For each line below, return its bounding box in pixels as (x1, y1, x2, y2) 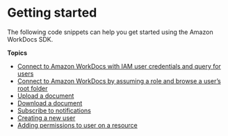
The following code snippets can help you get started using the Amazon (7, 28, 213, 36)
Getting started (7, 5, 97, 21)
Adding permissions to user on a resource (17, 121, 138, 129)
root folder (17, 84, 48, 92)
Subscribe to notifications (17, 106, 92, 114)
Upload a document (17, 92, 74, 100)
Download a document (17, 99, 83, 107)
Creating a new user (17, 113, 76, 122)
